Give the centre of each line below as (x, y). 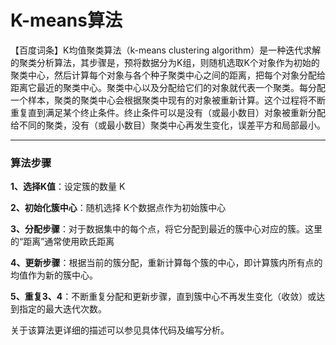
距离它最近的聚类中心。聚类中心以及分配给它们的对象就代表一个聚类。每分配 (168, 87)
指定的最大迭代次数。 (62, 309)
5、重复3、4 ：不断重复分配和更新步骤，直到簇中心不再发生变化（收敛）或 (163, 297)
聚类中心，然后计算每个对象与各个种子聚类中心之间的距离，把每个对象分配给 (168, 75)
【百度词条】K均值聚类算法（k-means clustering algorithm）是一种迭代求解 (166, 50)
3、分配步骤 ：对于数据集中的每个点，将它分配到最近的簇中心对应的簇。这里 (166, 229)
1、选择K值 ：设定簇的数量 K (68, 187)
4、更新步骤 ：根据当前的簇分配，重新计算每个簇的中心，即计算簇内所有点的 (166, 263)
